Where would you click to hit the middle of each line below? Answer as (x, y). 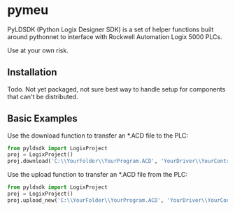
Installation (32, 72)
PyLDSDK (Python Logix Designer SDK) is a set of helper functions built (111, 29)
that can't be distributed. (43, 96)
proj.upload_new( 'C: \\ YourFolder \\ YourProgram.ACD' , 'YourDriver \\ (108, 200)
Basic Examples (43, 118)
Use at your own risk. (38, 50)
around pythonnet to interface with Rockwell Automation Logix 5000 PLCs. (115, 36)
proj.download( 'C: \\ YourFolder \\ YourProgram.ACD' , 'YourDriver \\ (104, 161)
